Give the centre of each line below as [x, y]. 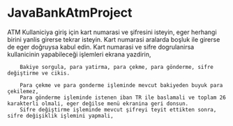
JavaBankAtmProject [70, 13]
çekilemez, [23, 91]
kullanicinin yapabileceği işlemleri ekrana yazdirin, [79, 54]
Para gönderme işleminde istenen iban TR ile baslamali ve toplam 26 [123, 97]
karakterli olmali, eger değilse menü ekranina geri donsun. [98, 103]
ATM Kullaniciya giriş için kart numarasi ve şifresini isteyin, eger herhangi [112, 32]
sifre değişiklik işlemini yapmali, [60, 116]
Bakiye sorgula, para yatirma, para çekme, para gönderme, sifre [117, 67]
